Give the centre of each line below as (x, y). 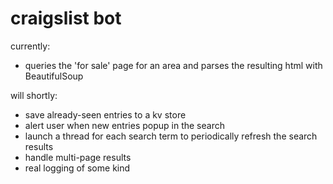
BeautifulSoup (54, 76)
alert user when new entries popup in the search (124, 125)
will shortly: (34, 95)
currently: (30, 46)
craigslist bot (66, 18)
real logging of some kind (77, 168)
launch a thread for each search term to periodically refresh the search (171, 136)
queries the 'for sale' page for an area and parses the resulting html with (173, 65)
